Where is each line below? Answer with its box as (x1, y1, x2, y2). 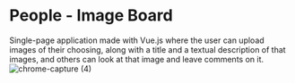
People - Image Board (9, 5, 173, 26)
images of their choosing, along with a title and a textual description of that (9, 44, 286, 54)
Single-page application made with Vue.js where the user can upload (9, 35, 265, 46)
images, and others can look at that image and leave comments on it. (9, 54, 265, 64)
